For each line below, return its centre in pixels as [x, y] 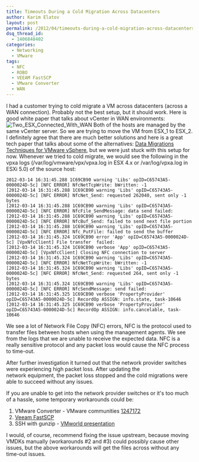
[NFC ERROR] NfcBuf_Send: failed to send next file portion [116, 221]
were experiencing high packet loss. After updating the [73, 369]
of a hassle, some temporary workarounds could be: [70, 399]
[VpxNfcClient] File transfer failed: [66, 242]
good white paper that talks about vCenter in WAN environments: [86, 118]
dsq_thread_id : [25, 34]
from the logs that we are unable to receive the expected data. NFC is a [93, 338]
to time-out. [20, 351]
